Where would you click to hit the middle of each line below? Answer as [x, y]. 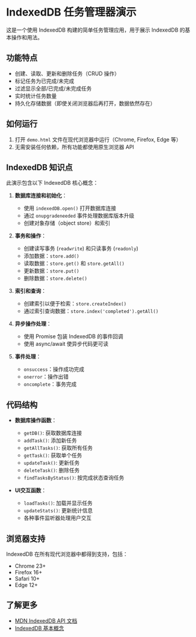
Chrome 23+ [30, 566]
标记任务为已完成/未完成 [44, 81]
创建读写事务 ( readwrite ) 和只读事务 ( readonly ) [81, 249]
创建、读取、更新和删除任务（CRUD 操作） [67, 73]
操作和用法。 [27, 37]
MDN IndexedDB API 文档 [46, 620]
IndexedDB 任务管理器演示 [71, 12]
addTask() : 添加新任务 [50, 440]
